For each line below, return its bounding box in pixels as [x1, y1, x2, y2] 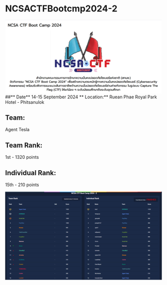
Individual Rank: [5, 168, 56, 177]
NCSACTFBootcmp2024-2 [5, 3, 118, 14]
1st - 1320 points [5, 154, 39, 160]
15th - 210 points [5, 182, 39, 188]
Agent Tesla [5, 127, 30, 133]
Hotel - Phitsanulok [5, 99, 45, 105]
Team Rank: [5, 141, 43, 149]
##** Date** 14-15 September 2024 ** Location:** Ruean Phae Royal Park [5, 94, 158, 100]
